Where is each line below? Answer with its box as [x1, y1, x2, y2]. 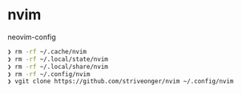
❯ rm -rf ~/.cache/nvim [7, 47, 87, 55]
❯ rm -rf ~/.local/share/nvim [7, 63, 109, 71]
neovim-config [7, 32, 57, 42]
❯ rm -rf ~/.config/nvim [7, 70, 91, 78]
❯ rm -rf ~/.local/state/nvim [7, 55, 109, 63]
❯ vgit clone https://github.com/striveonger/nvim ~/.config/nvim [7, 78, 234, 86]
